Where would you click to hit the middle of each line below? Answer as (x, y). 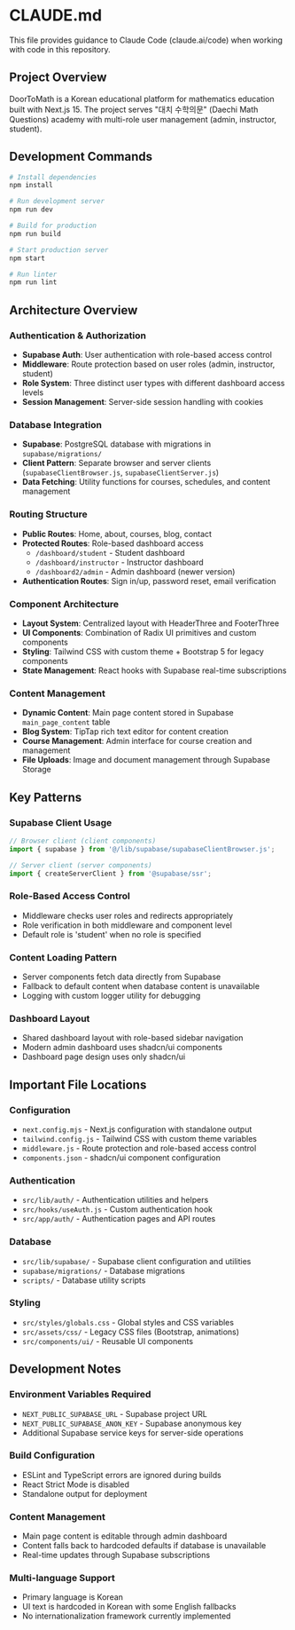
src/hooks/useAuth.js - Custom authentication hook (117, 1209)
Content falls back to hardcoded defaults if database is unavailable (144, 1546)
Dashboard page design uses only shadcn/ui (104, 1056)
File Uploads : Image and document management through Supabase (146, 760)
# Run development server (57, 202)
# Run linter (33, 274)
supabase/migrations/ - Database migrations (104, 1270)
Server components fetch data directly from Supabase (121, 977)
